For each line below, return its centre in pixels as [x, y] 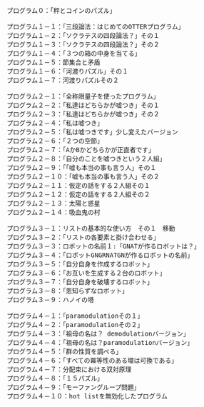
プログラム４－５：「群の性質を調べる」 [65, 352]
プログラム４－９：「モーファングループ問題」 [73, 387]
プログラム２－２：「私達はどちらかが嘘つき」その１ [83, 105]
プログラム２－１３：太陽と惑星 [53, 203]
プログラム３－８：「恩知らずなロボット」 [68, 291]
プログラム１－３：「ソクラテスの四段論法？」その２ [83, 45]
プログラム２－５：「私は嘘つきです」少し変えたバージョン [93, 132]
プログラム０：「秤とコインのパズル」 [61, 10]
